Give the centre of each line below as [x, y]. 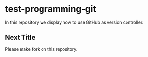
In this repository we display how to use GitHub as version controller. [74, 22]
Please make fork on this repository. [41, 49]
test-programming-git [51, 9]
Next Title [20, 37]
